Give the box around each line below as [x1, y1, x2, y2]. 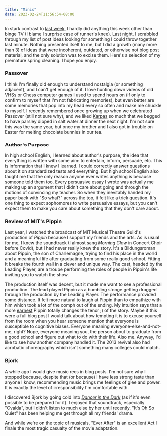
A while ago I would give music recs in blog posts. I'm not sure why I [5, 368, 146, 374]
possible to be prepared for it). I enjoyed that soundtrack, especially [5, 399, 145, 405]
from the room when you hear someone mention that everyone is [5, 318, 139, 324]
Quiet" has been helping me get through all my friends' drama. [5, 410, 134, 416]
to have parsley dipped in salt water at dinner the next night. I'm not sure [5, 118, 155, 124]
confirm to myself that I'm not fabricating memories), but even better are [5, 97, 155, 103]
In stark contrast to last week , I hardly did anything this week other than [5, 25, 152, 31]
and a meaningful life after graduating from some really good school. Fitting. [5, 256, 162, 262]
